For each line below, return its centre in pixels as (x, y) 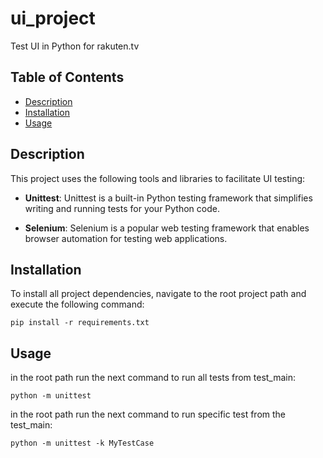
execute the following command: (77, 304)
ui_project (53, 18)
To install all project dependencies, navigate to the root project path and (158, 294)
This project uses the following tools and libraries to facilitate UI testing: (158, 178)
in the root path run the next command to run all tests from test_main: (153, 378)
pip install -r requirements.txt (80, 323)
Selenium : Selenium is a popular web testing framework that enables (167, 228)
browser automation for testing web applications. (126, 238)
